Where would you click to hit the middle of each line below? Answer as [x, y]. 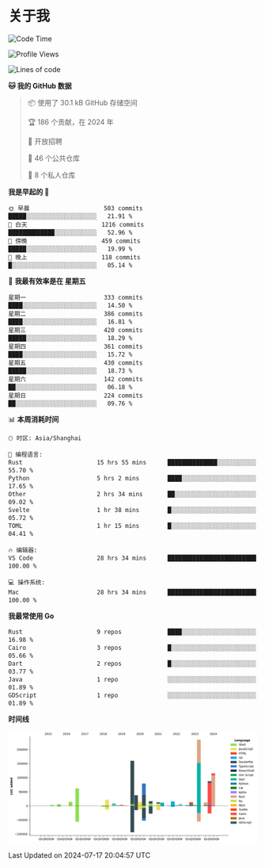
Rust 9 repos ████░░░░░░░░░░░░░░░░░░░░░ [132, 632]
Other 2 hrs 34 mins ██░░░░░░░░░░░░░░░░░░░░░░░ [132, 494]
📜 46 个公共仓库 [54, 158]
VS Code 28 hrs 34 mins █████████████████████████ [132, 558]
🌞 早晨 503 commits [76, 208]
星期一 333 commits [76, 297]
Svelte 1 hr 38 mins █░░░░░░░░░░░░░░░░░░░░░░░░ [132, 510]
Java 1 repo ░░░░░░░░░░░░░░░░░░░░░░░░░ [132, 679]
